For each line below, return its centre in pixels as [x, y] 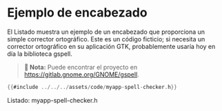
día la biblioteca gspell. [40, 54]
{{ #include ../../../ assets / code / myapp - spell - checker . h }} [92, 87]
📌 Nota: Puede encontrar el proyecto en [81, 67]
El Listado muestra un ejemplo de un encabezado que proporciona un [106, 32]
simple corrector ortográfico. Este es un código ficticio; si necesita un [106, 39]
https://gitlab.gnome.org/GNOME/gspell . [81, 74]
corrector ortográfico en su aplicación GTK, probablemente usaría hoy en [111, 46]
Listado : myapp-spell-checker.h [52, 100]
